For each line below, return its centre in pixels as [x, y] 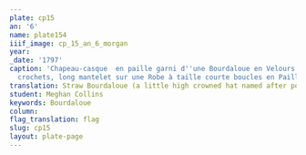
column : [24, 111]
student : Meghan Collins [56, 94]
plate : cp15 [32, 18]
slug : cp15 [30, 129]
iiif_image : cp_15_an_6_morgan [69, 43]
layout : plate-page [46, 137]
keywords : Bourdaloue [51, 103]
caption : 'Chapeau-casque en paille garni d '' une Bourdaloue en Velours [153, 69]
